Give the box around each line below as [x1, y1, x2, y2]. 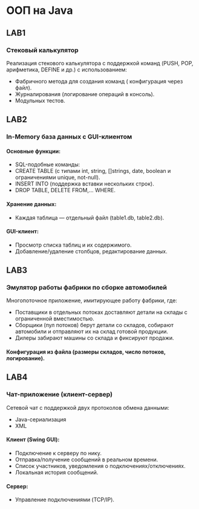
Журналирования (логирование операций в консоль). [15, 90, 155, 97]
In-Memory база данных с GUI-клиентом [6, 132, 132, 141]
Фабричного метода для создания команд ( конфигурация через [15, 77, 183, 85]
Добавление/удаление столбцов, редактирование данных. [15, 247, 168, 254]
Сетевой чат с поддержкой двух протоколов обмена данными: [6, 404, 169, 411]
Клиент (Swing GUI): [6, 436, 60, 443]
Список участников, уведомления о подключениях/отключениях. [15, 462, 186, 469]
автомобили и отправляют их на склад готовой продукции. [15, 328, 168, 336]
